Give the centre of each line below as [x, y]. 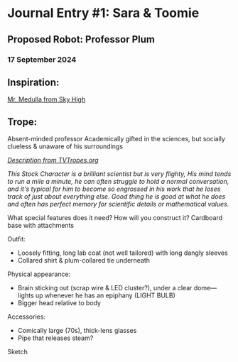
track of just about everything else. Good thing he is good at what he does [117, 197]
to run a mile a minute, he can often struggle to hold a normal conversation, [118, 182]
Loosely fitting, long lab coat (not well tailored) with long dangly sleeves [123, 253]
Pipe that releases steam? [55, 338]
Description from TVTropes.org [53, 160]
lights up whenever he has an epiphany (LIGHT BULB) [97, 295]
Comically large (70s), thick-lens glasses [77, 331]
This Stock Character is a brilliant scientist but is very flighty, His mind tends [119, 174]
